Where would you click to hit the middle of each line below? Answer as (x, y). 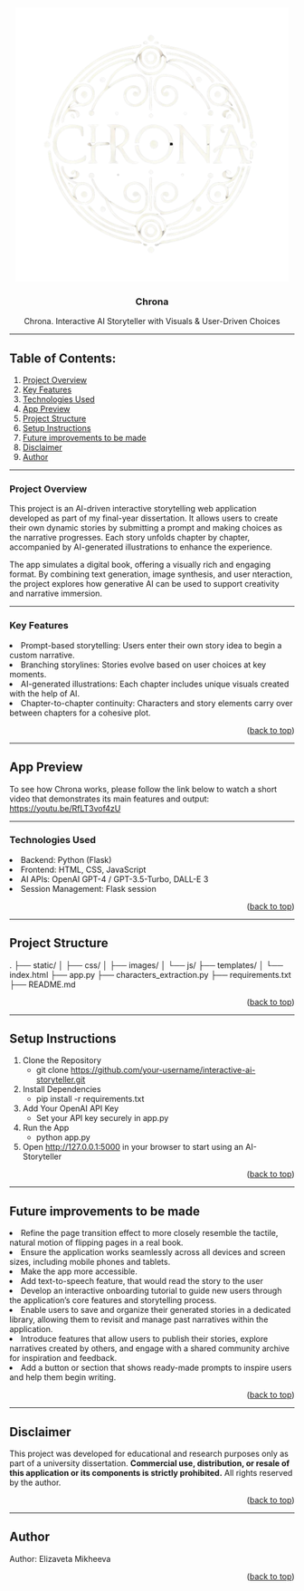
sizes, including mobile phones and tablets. (90, 1262)
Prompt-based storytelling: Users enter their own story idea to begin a (152, 645)
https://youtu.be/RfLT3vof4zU (65, 808)
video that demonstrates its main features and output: (109, 799)
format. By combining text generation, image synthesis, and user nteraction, (151, 574)
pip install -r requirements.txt (90, 1099)
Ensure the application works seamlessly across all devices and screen (153, 1252)
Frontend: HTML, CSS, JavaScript (84, 869)
